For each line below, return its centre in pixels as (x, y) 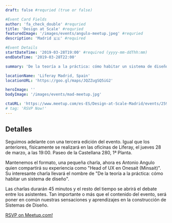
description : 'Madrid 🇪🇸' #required (46, 38)
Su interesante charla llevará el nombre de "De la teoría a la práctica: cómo (84, 173)
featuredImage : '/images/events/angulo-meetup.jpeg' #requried (74, 34)
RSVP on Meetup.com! (29, 215)
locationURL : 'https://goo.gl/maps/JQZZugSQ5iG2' (59, 80)
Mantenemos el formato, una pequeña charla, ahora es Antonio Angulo (80, 163)
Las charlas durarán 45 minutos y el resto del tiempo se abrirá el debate (81, 189)
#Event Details (21, 48)
